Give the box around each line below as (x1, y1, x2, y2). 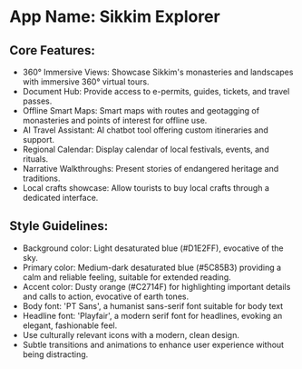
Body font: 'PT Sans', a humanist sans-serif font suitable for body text (22, 300, 284, 311)
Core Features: (9, 43, 95, 58)
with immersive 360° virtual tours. (22, 76, 150, 87)
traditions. (22, 173, 61, 184)
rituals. (22, 154, 49, 165)
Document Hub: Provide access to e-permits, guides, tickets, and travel (22, 86, 290, 96)
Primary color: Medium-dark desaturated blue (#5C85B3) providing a (22, 262, 282, 273)
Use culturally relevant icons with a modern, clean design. (22, 329, 240, 340)
